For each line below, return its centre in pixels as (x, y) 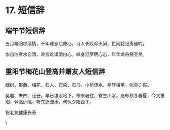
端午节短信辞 (25, 30)
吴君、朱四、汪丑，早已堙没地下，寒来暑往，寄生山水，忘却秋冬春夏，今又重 (85, 95)
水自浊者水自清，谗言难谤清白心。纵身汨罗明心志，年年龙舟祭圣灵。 (76, 54)
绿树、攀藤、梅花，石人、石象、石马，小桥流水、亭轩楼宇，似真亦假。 (78, 85)
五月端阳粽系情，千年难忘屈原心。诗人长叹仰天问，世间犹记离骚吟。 (76, 44)
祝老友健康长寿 (21, 112)
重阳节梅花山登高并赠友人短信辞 (55, 72)
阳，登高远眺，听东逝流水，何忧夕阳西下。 (50, 102)
